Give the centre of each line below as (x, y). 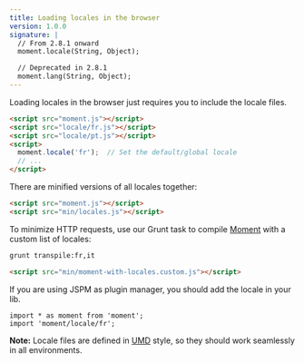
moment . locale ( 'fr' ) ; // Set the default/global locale (127, 152)
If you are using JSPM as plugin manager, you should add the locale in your (151, 289)
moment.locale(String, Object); (79, 52)
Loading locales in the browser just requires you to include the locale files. (148, 102)
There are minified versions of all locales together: (103, 186)
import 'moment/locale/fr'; (63, 323)
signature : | (34, 34)
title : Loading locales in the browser (85, 18)
